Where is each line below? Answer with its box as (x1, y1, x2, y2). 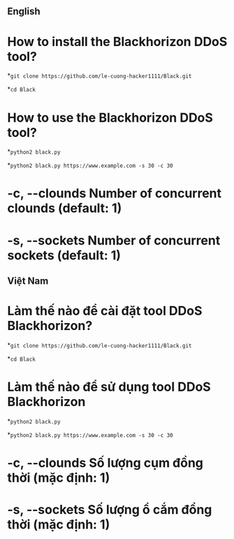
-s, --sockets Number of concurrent (7, 232, 221, 248)
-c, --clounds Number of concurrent (7, 185, 222, 201)
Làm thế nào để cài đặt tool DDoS (7, 303, 203, 319)
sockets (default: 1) (7, 247, 121, 263)
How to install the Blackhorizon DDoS (7, 34, 228, 50)
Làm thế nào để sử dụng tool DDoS (7, 379, 211, 395)
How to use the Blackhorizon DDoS (7, 110, 213, 125)
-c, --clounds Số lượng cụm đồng (7, 455, 204, 471)
